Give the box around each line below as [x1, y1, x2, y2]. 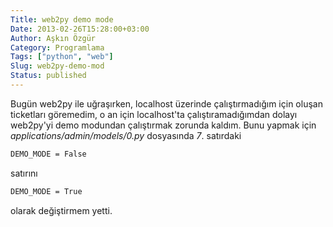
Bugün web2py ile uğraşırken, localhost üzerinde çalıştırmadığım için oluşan [10, 97, 323, 110]
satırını [10, 167, 38, 179]
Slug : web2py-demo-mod [10, 61, 105, 71]
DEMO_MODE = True [10, 186, 83, 196]
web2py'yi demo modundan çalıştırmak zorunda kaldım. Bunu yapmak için [10, 119, 317, 131]
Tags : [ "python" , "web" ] [10, 52, 114, 62]
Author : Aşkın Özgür [10, 33, 97, 43]
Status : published [10, 71, 87, 81]
